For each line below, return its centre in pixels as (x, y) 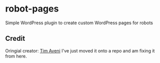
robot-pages (32, 9)
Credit (15, 39)
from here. (16, 56)
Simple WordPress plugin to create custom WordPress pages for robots (79, 23)
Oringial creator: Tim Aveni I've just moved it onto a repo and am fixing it (80, 50)
